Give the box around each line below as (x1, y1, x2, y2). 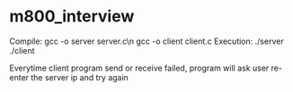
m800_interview (9, 6, 135, 27)
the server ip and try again (31, 71, 129, 82)
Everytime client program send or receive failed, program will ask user (9, 63, 270, 73)
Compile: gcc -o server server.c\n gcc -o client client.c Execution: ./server (9, 36, 285, 46)
